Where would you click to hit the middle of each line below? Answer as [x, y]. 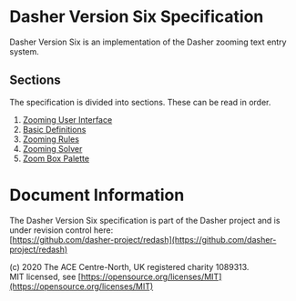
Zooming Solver [52, 148]
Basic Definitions [54, 129]
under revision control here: [61, 230]
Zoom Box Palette [56, 158]
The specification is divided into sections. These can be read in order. [140, 102]
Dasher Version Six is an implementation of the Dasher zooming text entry [148, 42]
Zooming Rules [51, 139]
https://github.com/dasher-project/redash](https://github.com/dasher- [144, 239]
